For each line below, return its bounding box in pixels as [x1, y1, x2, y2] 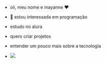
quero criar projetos [9, 33, 51, 39]
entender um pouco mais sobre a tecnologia [9, 43, 101, 49]
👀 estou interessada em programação [9, 14, 87, 19]
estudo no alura [9, 23, 42, 29]
